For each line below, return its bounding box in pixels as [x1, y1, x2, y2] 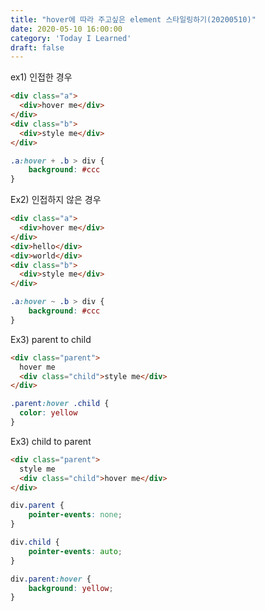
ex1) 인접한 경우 [10, 71, 73, 83]
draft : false [10, 42, 65, 53]
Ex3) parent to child [10, 333, 92, 345]
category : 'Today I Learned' [10, 33, 132, 43]
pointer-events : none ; [28, 510, 123, 520]
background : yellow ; [28, 583, 114, 593]
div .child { [10, 537, 60, 547]
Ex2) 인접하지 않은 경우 [10, 194, 102, 206]
